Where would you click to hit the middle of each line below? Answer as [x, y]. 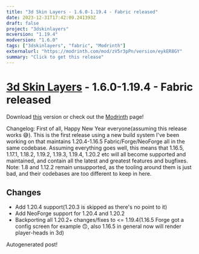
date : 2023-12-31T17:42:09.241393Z [51, 18]
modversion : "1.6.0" [32, 40]
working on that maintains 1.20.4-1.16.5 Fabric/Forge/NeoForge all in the [96, 141]
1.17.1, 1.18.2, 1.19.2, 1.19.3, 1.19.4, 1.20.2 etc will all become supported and [96, 154]
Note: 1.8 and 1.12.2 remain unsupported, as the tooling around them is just [99, 167]
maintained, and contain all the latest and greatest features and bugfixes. [97, 161]
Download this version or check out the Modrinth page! [75, 116]
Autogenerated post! [32, 245]
